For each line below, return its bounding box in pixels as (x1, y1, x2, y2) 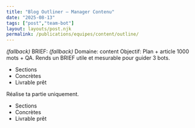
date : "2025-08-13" (6, 14, 56, 21)
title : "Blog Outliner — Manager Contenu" (6, 8, 115, 15)
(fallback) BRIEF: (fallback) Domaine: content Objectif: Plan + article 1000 (6, 48, 190, 55)
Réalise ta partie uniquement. (6, 91, 80, 98)
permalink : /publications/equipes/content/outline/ (6, 31, 139, 37)
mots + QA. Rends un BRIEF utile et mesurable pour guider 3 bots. (6, 54, 170, 62)
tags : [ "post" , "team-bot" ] (6, 20, 74, 26)
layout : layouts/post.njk (6, 25, 71, 32)
